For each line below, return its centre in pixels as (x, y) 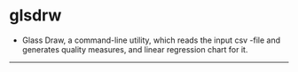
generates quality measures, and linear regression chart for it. (135, 49)
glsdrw (35, 16)
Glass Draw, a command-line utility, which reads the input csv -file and (151, 40)
